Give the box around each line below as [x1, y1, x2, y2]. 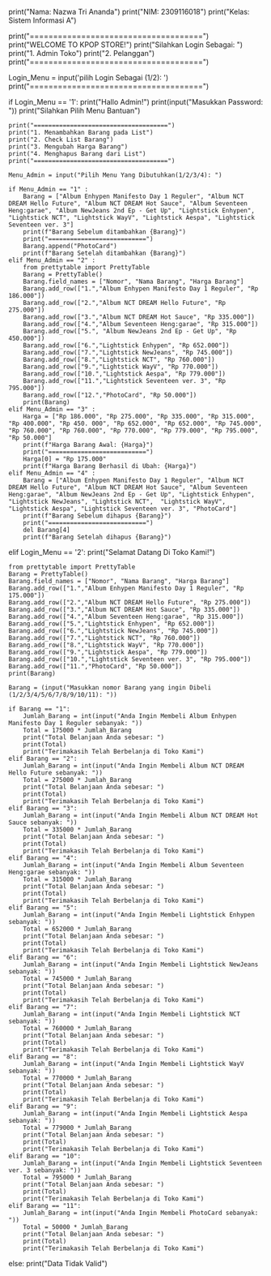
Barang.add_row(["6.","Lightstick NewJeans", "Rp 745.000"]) [8, 627, 219, 635]
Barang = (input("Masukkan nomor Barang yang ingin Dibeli [8, 684, 212, 692]
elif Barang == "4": [8, 854, 78, 862]
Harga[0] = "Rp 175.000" [23, 455, 107, 463]
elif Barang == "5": [8, 904, 78, 912]
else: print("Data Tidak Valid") [8, 1259, 108, 1268]
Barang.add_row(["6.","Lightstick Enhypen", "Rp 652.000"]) [23, 342, 230, 350]
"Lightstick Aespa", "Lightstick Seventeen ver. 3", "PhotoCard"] [8, 505, 237, 513]
